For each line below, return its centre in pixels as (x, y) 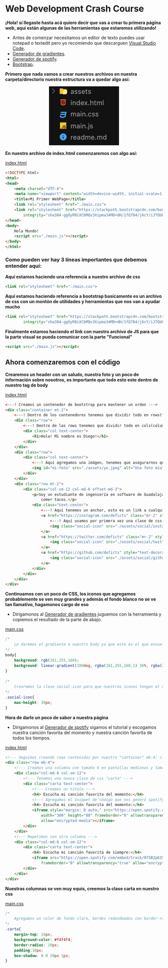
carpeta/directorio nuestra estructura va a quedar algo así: (67, 79)
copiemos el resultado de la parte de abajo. (57, 620)
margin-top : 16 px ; (33, 935)
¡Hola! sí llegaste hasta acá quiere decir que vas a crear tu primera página (83, 23)
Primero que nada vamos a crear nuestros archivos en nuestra (71, 74)
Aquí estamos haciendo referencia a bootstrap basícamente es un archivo (83, 296)
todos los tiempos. (31, 738)
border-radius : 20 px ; (36, 945)
